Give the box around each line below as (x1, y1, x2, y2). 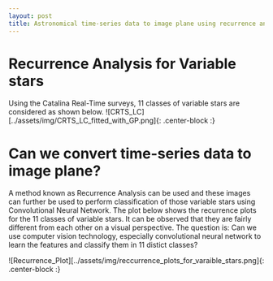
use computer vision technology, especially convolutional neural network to (8, 231, 262, 241)
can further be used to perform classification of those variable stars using (8, 197, 256, 207)
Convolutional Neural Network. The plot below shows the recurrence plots (8, 205, 258, 215)
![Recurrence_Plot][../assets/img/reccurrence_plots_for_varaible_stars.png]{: (8, 256, 265, 266)
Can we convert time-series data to (8, 144, 252, 162)
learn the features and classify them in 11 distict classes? (8, 240, 198, 250)
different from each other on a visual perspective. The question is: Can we (8, 223, 258, 232)
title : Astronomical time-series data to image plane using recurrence (8, 19, 256, 28)
